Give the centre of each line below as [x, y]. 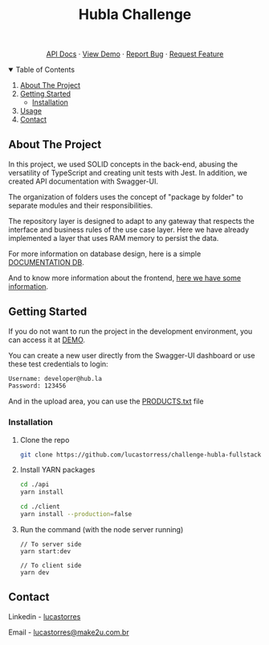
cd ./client [40, 507]
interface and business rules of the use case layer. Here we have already [129, 229]
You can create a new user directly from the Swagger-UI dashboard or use [132, 355]
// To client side [51, 565]
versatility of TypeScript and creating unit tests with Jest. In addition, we [128, 172]
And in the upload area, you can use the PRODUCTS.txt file [106, 401]
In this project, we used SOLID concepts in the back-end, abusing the [123, 164]
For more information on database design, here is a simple [105, 254]
